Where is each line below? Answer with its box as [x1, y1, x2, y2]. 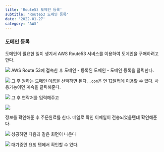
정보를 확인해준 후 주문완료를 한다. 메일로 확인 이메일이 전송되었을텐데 [5, 114, 140, 120]
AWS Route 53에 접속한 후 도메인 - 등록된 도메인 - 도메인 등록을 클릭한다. [11, 67, 154, 73]
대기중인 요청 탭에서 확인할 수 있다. [11, 142, 79, 148]
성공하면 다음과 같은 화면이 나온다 [11, 131, 76, 137]
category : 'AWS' [5, 21, 39, 26]
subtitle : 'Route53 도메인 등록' [5, 12, 69, 17]
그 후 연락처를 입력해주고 [11, 95, 59, 101]
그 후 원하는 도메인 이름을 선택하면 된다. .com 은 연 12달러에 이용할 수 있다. [11, 78, 154, 84]
